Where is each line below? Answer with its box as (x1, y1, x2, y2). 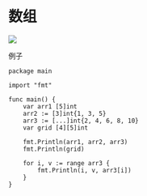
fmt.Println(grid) (23, 145, 85, 153)
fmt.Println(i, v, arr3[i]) (37, 166, 132, 174)
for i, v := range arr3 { (23, 159, 111, 167)
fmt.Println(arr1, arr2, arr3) (23, 138, 128, 146)
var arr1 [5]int (23, 102, 78, 110)
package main (8, 66, 52, 75)
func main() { (8, 95, 57, 104)
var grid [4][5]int (23, 123, 89, 132)
